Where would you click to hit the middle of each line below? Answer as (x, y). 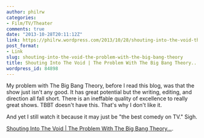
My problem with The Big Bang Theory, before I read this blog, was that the (100, 86)
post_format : (23, 46)
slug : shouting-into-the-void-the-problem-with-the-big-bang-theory (95, 57)
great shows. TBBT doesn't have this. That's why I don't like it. (84, 105)
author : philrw (25, 12)
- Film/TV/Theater (29, 23)
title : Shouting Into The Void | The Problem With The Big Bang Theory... (103, 63)
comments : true (25, 29)
